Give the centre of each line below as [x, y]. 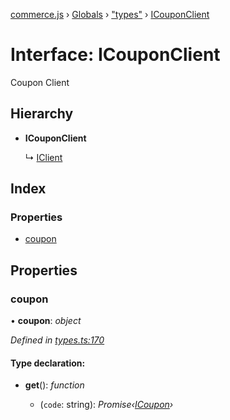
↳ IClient [43, 157]
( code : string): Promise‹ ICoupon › [106, 405]
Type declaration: [48, 363]
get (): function [54, 385]
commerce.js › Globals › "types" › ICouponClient [110, 14]
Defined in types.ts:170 [57, 340]
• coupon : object [46, 321]
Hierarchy [42, 114]
